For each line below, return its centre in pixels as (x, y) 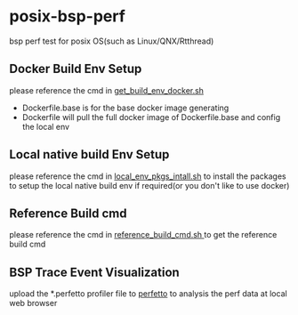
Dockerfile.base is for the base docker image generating (125, 108)
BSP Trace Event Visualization (94, 272)
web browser (33, 303)
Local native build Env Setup (89, 154)
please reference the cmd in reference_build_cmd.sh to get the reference (143, 235)
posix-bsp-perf (68, 16)
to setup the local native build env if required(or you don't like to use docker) (149, 185)
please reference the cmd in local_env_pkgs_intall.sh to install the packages (148, 176)
